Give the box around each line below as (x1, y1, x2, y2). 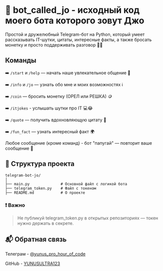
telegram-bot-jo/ (5, 173, 41, 178)
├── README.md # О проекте (5, 190, 85, 195)
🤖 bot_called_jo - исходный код (5, 4, 140, 16)
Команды (5, 56, 37, 65)
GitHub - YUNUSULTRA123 (5, 260, 60, 267)
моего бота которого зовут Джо (5, 15, 145, 26)
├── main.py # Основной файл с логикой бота (5, 181, 127, 186)
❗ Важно (5, 202, 25, 209)
